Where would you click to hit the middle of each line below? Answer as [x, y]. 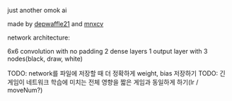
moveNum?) [25, 90]
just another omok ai [37, 10]
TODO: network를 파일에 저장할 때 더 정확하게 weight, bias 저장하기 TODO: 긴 [116, 73]
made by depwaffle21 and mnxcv [56, 24]
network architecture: [39, 37]
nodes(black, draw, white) [45, 59]
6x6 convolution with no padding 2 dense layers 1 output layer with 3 [108, 51]
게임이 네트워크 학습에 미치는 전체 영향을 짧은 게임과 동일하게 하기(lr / [103, 82]
